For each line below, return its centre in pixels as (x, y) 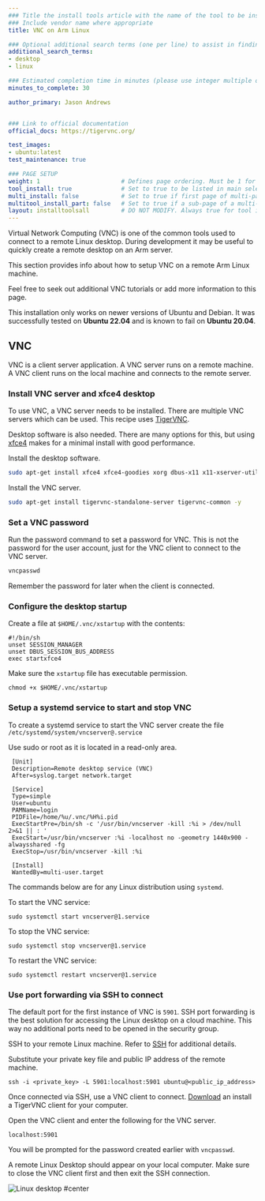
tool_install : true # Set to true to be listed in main (125, 189)
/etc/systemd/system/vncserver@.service (76, 732)
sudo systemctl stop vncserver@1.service (77, 946)
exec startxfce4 (35, 659)
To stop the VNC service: (49, 931)
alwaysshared (30, 844)
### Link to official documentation (68, 123)
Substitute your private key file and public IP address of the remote (117, 1060)
